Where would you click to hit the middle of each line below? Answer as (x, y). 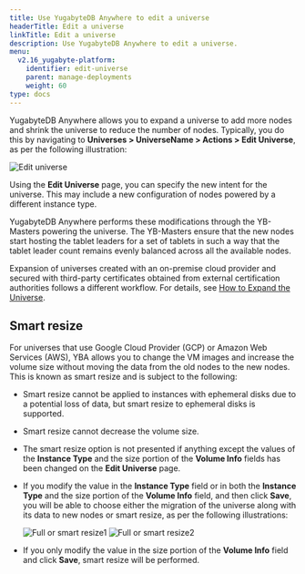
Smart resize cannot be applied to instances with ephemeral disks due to (159, 395)
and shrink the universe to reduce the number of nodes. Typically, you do (147, 129)
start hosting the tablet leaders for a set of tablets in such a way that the (145, 241)
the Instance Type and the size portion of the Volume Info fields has (151, 459)
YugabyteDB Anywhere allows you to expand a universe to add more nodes (151, 120)
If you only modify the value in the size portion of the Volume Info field (155, 550)
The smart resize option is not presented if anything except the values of (159, 449)
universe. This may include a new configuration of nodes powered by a (142, 194)
